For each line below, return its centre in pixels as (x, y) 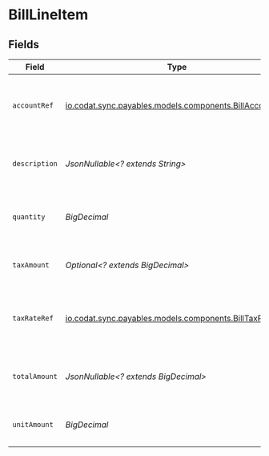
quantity (29, 217)
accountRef (33, 106)
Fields (24, 45)
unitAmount (33, 424)
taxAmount (31, 265)
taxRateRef (33, 318)
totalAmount (35, 376)
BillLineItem (48, 15)
